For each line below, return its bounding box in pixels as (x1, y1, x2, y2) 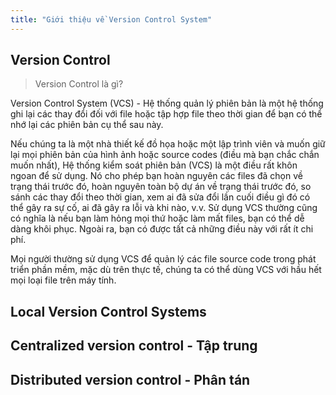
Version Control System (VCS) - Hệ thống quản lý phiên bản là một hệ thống (10, 97, 324, 110)
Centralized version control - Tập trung (10, 337, 258, 355)
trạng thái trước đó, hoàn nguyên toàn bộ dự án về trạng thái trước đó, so (10, 181, 312, 193)
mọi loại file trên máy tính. (10, 274, 117, 286)
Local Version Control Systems (10, 303, 207, 320)
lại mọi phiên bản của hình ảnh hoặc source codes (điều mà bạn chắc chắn (10, 149, 320, 161)
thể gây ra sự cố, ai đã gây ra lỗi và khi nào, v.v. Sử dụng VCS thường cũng (10, 202, 318, 214)
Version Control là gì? (34, 78, 124, 90)
